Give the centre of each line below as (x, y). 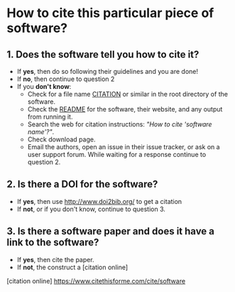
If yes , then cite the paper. (55, 259)
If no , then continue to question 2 (66, 79)
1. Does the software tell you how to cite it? (103, 54)
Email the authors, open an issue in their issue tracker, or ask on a (124, 147)
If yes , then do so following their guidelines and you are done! (108, 71)
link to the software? (53, 243)
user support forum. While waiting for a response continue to (117, 155)
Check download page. (61, 139)
